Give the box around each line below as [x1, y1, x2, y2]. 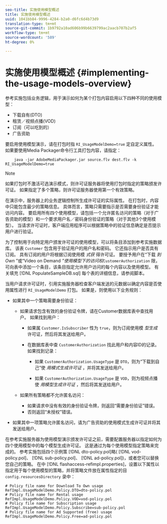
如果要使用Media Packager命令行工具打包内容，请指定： [5, 147, 121, 153]
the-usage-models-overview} [5, 78, 132, 89]
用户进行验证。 [5, 228, 36, 234]
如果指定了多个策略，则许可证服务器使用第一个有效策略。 [19, 187, 137, 193]
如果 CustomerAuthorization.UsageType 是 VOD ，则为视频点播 [34, 375, 158, 381]
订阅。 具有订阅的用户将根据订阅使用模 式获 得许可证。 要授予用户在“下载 [5, 251, 156, 257]
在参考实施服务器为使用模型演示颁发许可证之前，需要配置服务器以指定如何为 [5, 436, 162, 442]
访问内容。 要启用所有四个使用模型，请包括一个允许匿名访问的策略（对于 [5, 210, 155, 215]
